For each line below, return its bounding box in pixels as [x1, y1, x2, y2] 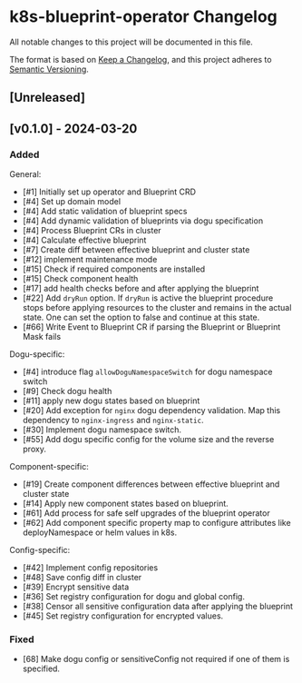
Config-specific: [9, 545, 71, 556]
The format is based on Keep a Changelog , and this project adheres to [9, 54, 272, 64]
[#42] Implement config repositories [22, 562, 159, 573]
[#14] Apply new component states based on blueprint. [22, 498, 229, 510]
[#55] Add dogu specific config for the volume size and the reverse [22, 434, 275, 445]
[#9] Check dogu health [22, 386, 112, 397]
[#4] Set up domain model [22, 196, 121, 207]
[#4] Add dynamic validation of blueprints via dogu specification [22, 215, 264, 226]
